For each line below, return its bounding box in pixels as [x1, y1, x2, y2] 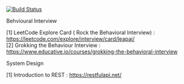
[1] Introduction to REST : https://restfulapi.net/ [6, 71, 122, 78]
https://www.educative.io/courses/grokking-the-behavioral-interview [6, 48, 178, 55]
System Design [6, 60, 44, 67]
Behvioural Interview [6, 17, 57, 24]
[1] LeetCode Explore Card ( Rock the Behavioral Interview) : [6, 29, 155, 36]
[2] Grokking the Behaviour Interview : [6, 42, 101, 49]
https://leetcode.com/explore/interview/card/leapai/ [6, 35, 135, 42]
